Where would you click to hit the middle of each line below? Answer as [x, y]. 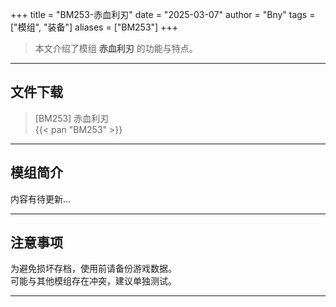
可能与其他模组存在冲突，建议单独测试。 [93, 281]
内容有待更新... [41, 199]
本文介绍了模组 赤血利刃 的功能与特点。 [116, 48]
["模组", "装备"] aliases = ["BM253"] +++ [94, 27]
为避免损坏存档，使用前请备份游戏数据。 [93, 269]
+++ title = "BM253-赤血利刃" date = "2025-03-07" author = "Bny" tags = [163, 14]
